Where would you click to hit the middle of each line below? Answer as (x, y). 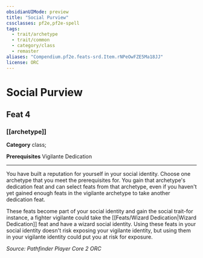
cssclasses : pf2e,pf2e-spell (43, 23)
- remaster (25, 51)
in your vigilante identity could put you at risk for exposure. (79, 237)
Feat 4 (18, 114)
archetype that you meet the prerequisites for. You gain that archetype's (96, 180)
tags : (13, 29)
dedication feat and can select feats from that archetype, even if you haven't (102, 187)
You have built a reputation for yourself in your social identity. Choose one (98, 174)
